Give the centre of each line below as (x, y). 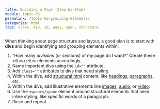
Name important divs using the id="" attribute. (58, 66)
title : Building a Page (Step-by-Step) (45, 9)
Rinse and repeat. (30, 102)
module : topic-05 (23, 14)
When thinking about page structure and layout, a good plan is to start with (80, 41)
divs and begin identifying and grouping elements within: (62, 46)
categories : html (23, 23)
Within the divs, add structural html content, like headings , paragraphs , (83, 76)
